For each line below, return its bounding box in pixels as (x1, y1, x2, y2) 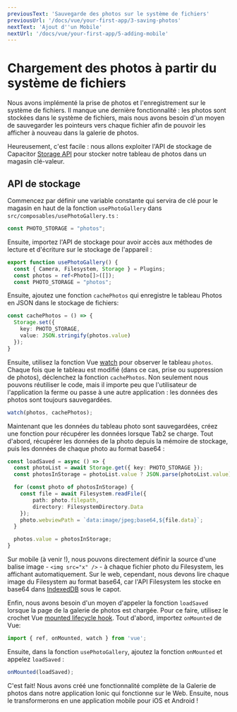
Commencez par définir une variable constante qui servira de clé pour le (7, 197, 219, 204)
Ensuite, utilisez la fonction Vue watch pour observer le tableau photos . (7, 357, 214, 367)
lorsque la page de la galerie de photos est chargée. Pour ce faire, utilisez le (7, 606, 229, 614)
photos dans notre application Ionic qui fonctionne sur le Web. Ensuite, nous (7, 689, 229, 697)
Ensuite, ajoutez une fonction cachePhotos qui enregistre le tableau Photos (7, 291, 222, 300)
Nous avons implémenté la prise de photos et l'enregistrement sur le (7, 99, 206, 107)
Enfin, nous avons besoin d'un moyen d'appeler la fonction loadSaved (7, 599, 209, 607)
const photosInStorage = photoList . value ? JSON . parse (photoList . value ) (13, 471, 232, 478)
